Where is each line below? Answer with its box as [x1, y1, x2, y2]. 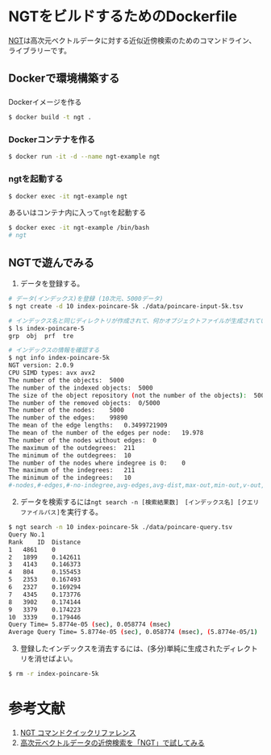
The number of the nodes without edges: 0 [8, 436, 157, 444]
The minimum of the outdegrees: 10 [8, 451, 131, 460]
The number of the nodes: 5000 [8, 407, 125, 415]
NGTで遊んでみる [8, 256, 95, 269]
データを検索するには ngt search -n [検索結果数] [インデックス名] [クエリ [19, 497, 260, 507]
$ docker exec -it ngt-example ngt [8, 192, 128, 200]
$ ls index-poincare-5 [8, 324, 85, 332]
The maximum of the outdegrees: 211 [8, 444, 135, 452]
